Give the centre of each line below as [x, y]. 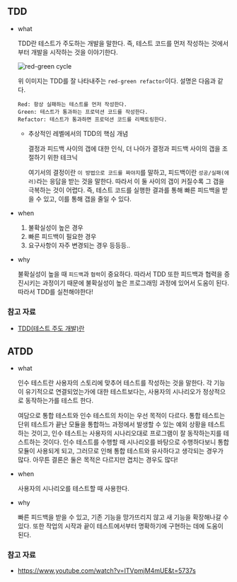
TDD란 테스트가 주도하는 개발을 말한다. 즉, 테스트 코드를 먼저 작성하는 [114, 43]
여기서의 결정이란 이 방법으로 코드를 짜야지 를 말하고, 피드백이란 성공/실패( [126, 172]
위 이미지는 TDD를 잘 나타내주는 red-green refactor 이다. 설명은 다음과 [117, 81]
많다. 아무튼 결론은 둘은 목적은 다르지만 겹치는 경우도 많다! [98, 460]
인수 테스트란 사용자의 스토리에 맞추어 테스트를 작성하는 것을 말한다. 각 [115, 383]
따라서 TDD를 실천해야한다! [55, 291]
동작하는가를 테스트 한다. [59, 400]
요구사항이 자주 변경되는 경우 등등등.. [79, 245]
